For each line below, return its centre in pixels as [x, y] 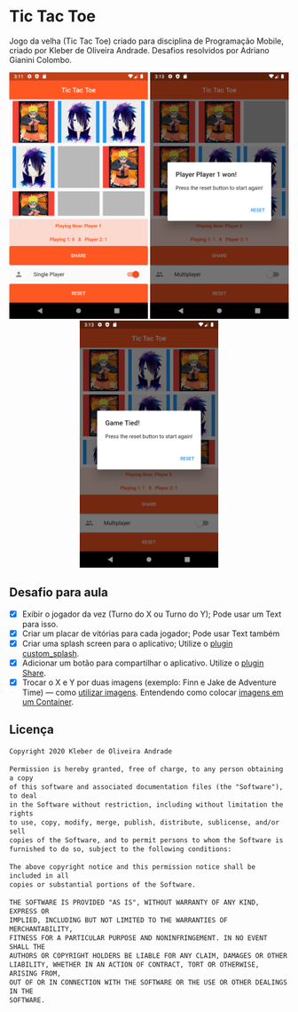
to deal [24, 796]
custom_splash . [51, 653]
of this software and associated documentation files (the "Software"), [146, 787]
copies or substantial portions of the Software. [103, 885]
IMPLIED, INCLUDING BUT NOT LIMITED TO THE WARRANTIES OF [118, 920]
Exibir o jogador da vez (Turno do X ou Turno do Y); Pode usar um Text [152, 614]
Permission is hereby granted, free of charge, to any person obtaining [146, 769]
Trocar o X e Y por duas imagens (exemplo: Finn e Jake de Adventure [149, 682]
